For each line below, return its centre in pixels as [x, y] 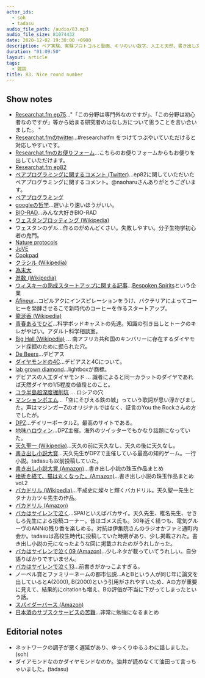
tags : [13, 63]
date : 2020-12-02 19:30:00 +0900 [49, 40]
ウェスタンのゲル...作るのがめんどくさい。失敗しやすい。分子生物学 [100, 228]
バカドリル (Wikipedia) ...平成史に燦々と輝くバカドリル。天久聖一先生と [105, 490]
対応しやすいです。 [39, 145]
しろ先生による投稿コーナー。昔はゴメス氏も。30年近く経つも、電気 [101, 521]
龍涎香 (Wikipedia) [38, 316]
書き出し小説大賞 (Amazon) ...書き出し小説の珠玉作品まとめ [89, 469]
